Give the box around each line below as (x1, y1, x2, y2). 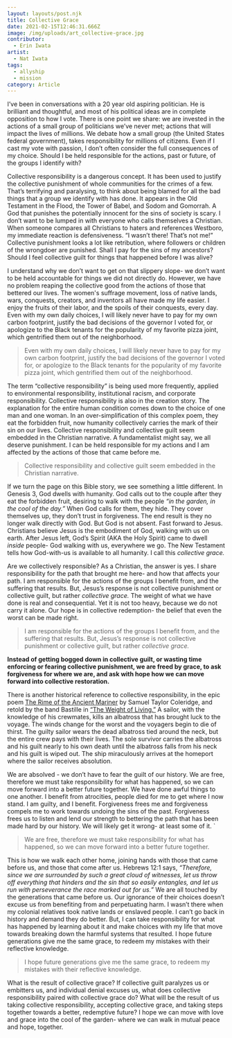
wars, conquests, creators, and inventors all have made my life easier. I (7, 296, 210, 305)
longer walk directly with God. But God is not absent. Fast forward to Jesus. (7, 519, 223, 527)
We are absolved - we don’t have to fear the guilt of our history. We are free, (7, 771, 225, 779)
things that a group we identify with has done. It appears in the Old (7, 195, 197, 203)
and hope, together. (7, 1023, 64, 1031)
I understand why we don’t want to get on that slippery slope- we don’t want (7, 267, 225, 275)
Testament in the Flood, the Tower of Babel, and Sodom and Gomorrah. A (7, 202, 217, 210)
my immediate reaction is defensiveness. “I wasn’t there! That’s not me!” (7, 231, 213, 240)
